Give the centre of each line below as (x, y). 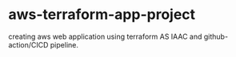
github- (216, 36)
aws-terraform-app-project (102, 15)
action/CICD (28, 44)
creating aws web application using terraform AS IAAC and (105, 36)
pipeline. (64, 44)
